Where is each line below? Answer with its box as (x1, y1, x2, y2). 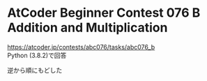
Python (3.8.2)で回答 (7, 51, 67, 59)
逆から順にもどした (7, 66, 63, 74)
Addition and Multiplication (7, 20, 168, 36)
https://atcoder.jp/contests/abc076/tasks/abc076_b (7, 43, 155, 51)
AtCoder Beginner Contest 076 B (7, 5, 201, 21)
